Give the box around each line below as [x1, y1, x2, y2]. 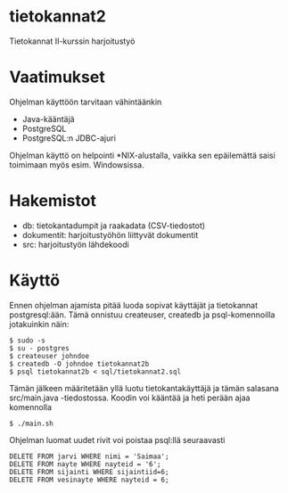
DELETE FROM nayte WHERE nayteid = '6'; [9, 459, 162, 469]
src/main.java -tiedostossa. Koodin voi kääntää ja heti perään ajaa [9, 392, 251, 403]
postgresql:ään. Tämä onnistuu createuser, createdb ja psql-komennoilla [9, 309, 276, 320]
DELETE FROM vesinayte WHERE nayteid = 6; [9, 475, 169, 484]
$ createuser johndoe [9, 351, 90, 360]
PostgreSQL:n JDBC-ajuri [21, 132, 116, 144]
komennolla [9, 401, 52, 412]
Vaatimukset [9, 67, 105, 87]
